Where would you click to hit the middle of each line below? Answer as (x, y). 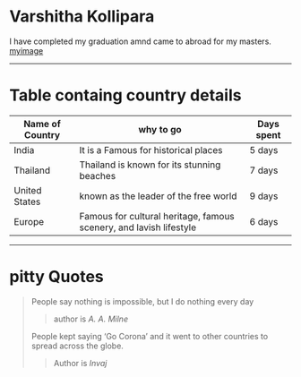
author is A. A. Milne (90, 319)
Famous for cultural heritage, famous (157, 216)
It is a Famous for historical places (151, 150)
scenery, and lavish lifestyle (138, 227)
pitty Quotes (57, 277)
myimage (26, 50)
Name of (42, 124)
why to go (160, 129)
